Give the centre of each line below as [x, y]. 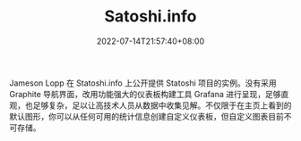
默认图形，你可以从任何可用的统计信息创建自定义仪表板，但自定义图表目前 [146, 116]
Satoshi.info [150, 17]
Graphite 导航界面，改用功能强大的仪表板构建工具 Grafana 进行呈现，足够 [145, 94]
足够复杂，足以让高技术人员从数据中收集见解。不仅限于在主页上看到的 [162, 105]
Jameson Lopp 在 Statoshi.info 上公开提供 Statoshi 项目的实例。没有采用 [143, 83]
